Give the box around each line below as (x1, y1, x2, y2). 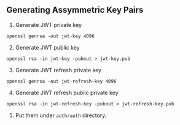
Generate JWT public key (15, 44, 80, 51)
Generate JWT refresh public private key (15, 89, 119, 96)
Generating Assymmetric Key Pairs (6, 5, 144, 15)
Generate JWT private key (15, 21, 82, 28)
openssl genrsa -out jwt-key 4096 (6, 33, 95, 39)
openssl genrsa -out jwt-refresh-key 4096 (6, 78, 117, 85)
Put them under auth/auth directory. (15, 112, 107, 119)
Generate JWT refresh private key (15, 66, 102, 74)
